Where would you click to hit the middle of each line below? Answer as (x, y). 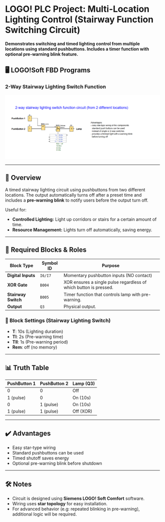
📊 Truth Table (27, 368)
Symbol (50, 263)
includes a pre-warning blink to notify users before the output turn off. (77, 200)
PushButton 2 (54, 383)
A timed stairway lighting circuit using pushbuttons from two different (75, 190)
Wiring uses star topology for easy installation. (60, 504)
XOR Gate (17, 285)
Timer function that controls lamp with (102, 294)
